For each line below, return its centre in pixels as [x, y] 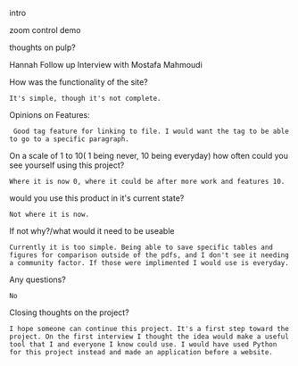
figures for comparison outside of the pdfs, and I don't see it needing [149, 255]
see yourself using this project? [67, 165]
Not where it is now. [50, 214]
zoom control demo [45, 30]
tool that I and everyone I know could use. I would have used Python [143, 345]
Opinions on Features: [50, 115]
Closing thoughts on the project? [69, 312]
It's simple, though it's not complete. [86, 98]
